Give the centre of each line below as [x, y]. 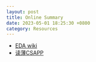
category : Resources [32, 29]
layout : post [23, 12]
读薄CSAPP [29, 53]
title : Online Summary [35, 17]
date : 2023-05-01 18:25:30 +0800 [48, 23]
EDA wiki [26, 46]
